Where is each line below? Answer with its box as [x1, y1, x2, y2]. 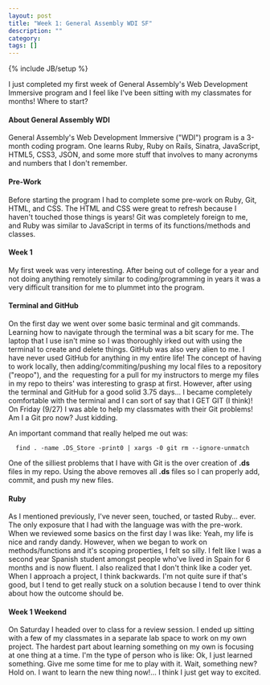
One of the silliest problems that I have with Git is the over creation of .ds [8, 458, 251, 468]
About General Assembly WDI [8, 114, 110, 125]
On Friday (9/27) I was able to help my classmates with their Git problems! [8, 404, 253, 414]
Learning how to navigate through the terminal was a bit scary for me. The [8, 327, 255, 336]
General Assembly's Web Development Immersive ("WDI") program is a [8, 133, 245, 142]
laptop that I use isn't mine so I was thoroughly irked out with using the [8, 336, 243, 345]
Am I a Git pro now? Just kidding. [8, 412, 118, 423]
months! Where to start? [8, 97, 88, 106]
